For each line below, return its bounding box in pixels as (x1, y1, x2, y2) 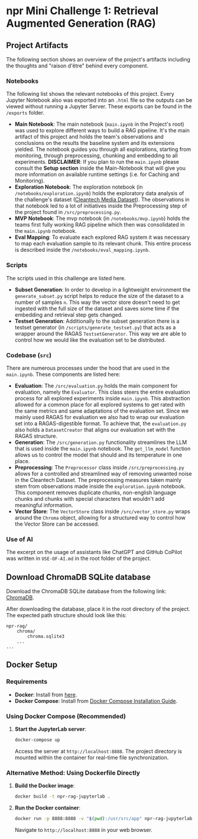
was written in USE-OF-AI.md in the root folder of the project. (6, 555, 151, 562)
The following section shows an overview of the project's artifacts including (6, 56, 191, 63)
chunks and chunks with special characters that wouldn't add (14, 495, 164, 502)
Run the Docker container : (14, 804, 81, 811)
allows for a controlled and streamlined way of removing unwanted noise (14, 470, 192, 477)
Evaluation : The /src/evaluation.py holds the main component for (14, 382, 178, 389)
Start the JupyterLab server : (14, 725, 87, 733)
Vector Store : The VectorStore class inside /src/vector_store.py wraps (14, 507, 190, 515)
